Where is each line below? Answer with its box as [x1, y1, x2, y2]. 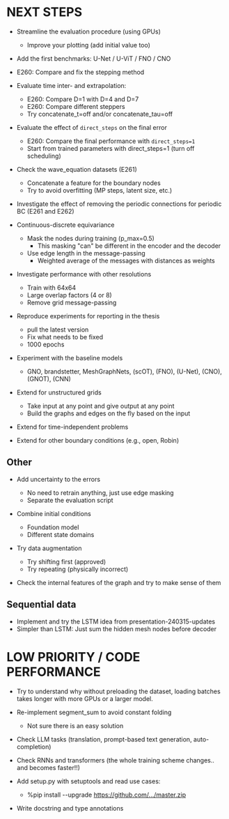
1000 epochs [26, 340, 65, 348]
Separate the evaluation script [26, 496, 113, 504]
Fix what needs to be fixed [26, 332, 104, 341]
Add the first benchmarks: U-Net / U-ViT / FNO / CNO [16, 54, 171, 63]
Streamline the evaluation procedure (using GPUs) [16, 27, 161, 36]
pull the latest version [26, 325, 89, 334]
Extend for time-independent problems [16, 422, 129, 431]
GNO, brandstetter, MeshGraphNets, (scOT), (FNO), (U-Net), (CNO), [26, 367, 222, 376]
